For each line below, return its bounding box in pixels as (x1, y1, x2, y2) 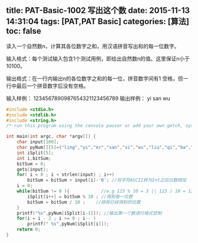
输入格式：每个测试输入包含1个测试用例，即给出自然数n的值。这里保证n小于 (6, 55, 190, 62)
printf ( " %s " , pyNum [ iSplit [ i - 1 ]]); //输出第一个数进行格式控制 (16, 210, 162, 216)
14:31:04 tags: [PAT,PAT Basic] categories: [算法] (6, 16, 190, 26)
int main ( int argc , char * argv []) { (6, 134, 96, 139)
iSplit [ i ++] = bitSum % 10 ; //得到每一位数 (27, 194, 133, 199)
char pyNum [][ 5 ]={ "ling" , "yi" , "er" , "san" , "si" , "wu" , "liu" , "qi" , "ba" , (16, 145, 192, 151)
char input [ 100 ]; (16, 139, 60, 145)
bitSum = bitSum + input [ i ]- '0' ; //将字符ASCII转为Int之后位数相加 (27, 177, 187, 184)
